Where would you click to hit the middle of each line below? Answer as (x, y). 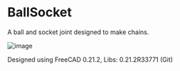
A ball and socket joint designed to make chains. (78, 32)
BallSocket (40, 12)
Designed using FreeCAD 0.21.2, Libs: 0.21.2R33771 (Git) (90, 59)
